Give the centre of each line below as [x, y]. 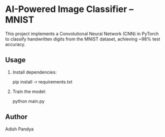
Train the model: [29, 91]
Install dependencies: [34, 72]
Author [16, 117]
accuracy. [15, 44]
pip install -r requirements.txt [42, 81]
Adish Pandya [19, 129]
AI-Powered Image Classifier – [69, 9]
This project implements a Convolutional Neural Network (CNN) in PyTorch [82, 33]
